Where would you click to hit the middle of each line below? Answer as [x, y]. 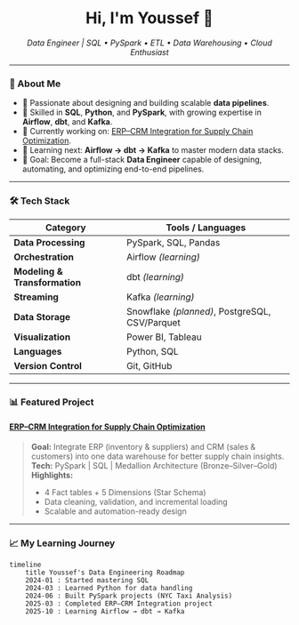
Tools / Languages [206, 228]
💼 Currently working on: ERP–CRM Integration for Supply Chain [137, 132]
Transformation [48, 282]
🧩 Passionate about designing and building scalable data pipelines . [145, 103]
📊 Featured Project [52, 402]
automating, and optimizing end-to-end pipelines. [113, 169]
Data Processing [49, 242]
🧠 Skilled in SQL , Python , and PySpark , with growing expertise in [142, 112]
